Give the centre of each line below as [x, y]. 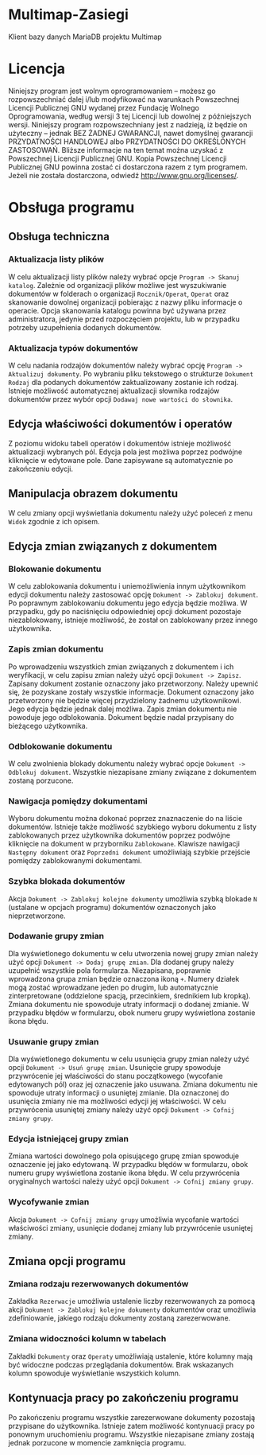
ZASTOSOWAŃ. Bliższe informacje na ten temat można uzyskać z [116, 150]
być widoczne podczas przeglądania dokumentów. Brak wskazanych [121, 1364]
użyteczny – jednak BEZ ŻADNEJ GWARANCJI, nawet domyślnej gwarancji [131, 133]
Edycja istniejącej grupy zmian [69, 1139]
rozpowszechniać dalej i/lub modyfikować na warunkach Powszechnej [124, 99]
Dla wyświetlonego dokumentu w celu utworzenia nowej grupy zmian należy [133, 953]
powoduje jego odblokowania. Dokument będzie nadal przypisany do [121, 717]
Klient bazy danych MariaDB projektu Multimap [85, 37]
